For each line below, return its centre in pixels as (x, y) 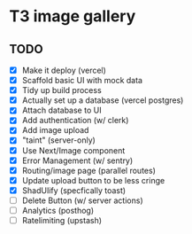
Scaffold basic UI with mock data (82, 81)
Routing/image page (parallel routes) (89, 170)
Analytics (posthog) (58, 210)
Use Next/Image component (73, 150)
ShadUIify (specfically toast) (74, 190)
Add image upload (55, 130)
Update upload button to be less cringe (93, 180)
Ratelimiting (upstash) (62, 220)
